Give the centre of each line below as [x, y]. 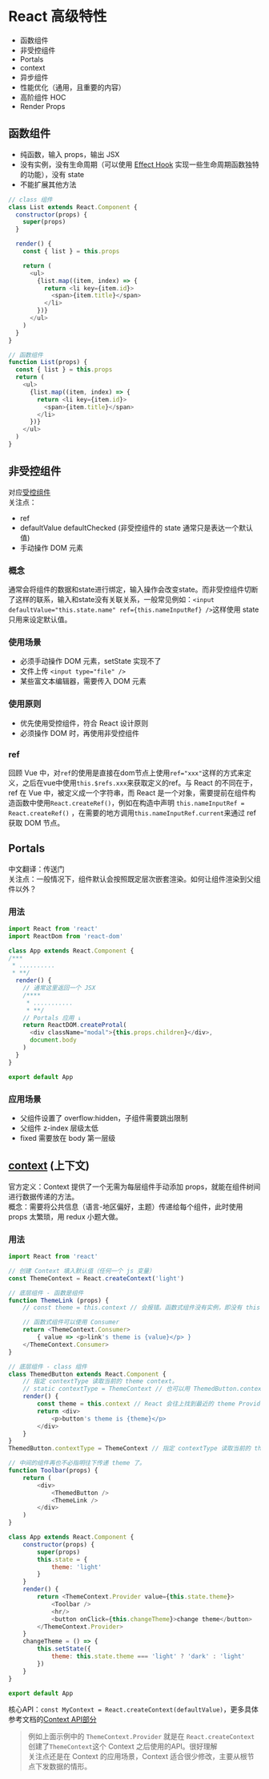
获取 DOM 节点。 [36, 823]
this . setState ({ [64, 1649]
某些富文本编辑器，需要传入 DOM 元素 [83, 681]
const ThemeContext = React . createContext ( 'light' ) [96, 1278]
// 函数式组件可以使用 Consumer [71, 1322]
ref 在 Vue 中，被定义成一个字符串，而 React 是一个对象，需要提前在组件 [128, 792]
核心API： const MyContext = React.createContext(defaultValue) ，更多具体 [133, 1709]
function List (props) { [48, 362]
